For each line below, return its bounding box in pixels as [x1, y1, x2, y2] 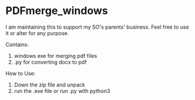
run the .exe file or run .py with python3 [14, 87, 110, 94]
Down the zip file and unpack [14, 81, 85, 88]
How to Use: [5, 70, 36, 77]
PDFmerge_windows [5, 4, 108, 18]
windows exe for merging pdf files [14, 52, 98, 59]
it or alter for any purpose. [5, 29, 69, 36]
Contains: [5, 41, 29, 48]
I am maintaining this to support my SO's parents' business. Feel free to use [5, 23, 189, 30]
